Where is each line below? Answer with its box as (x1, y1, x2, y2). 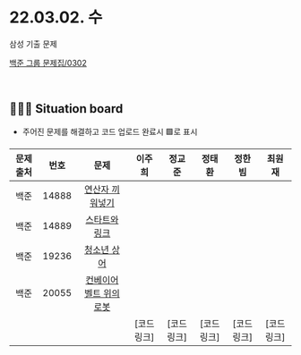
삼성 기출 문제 (9, 38, 58, 49)
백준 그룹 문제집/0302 (9, 57, 87, 68)
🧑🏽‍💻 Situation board (9, 101, 124, 116)
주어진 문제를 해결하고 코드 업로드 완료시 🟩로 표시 (21, 126, 198, 137)
